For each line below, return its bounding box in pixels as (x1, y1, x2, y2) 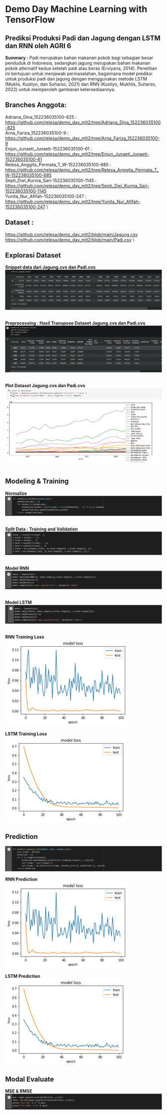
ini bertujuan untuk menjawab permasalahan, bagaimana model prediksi (5, 71, 153, 77)
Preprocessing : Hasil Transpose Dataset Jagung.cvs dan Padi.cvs (5, 320, 146, 326)
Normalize (5, 490, 27, 496)
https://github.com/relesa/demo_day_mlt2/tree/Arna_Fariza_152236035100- (5, 135, 160, 141)
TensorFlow (5, 14, 55, 25)
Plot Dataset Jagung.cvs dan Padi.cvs (5, 382, 85, 388)
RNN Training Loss (5, 634, 45, 640)
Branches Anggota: (5, 101, 67, 109)
